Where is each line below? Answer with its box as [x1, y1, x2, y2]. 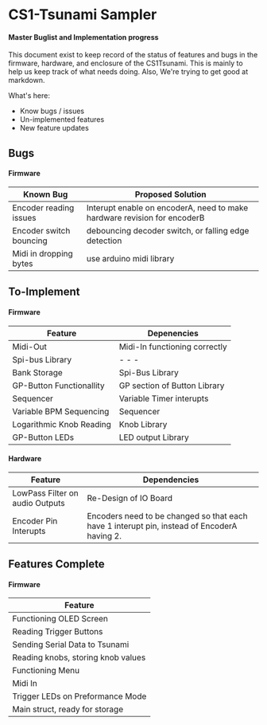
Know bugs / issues [19, 106, 85, 116]
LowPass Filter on [12, 488, 79, 499]
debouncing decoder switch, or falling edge [86, 225, 250, 236]
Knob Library [118, 418, 168, 429]
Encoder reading [12, 202, 75, 213]
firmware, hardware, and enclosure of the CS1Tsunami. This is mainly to [8, 58, 244, 69]
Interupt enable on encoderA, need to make [86, 202, 249, 213]
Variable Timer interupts [118, 393, 209, 404]
